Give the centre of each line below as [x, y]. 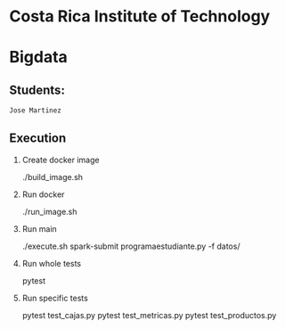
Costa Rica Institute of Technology [140, 16]
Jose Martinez [36, 111]
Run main [40, 228]
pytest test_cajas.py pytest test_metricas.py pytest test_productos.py [149, 315]
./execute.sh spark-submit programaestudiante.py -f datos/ [131, 246]
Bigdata [39, 58]
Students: [37, 90]
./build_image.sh [52, 177]
